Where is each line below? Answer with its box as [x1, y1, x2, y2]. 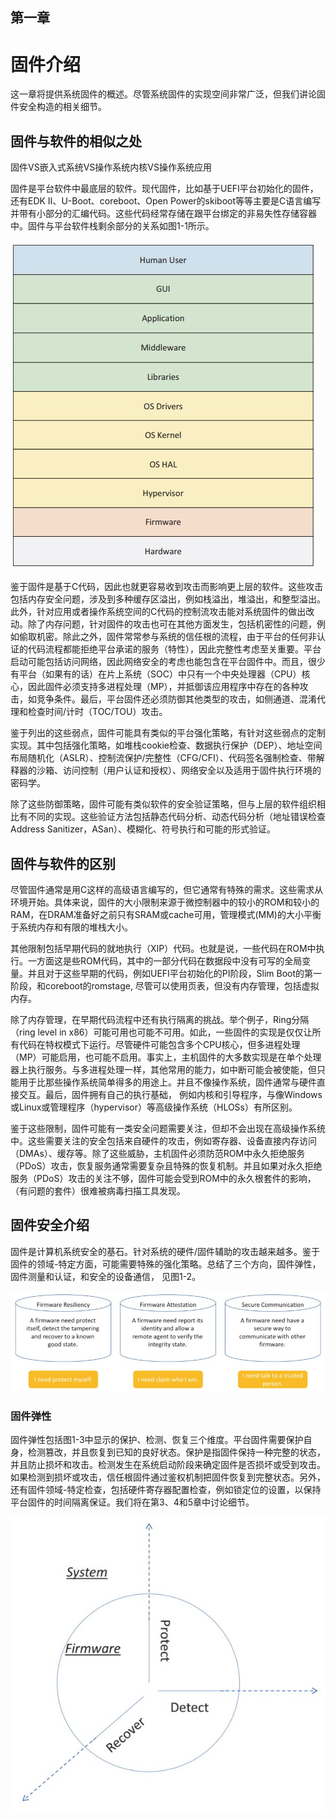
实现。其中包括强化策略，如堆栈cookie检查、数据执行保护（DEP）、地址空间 [10, 739, 323, 752]
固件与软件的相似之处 [10, 133, 142, 150]
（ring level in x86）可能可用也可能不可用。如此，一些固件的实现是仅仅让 [10, 1026, 313, 1038]
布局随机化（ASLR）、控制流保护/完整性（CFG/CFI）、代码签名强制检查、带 [10, 752, 317, 764]
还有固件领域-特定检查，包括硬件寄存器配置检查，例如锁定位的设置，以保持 [10, 1483, 322, 1495]
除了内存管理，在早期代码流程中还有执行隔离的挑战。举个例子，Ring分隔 [10, 1013, 310, 1025]
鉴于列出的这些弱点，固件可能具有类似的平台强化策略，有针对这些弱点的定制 [10, 727, 326, 739]
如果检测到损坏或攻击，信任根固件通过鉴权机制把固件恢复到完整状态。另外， [10, 1471, 326, 1483]
